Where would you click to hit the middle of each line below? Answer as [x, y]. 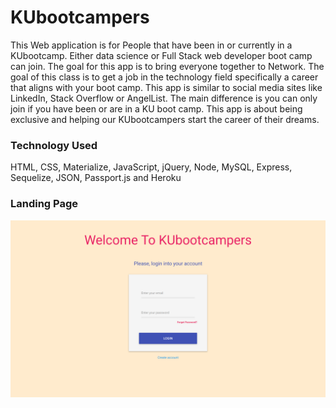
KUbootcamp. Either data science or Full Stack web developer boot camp [161, 55]
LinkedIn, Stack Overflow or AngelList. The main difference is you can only [164, 98]
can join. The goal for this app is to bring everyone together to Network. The [167, 66]
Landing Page [44, 204]
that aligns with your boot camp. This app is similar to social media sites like [166, 87]
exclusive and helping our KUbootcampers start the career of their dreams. [165, 119]
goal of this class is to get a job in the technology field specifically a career [164, 77]
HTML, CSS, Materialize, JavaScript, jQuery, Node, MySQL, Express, [151, 167]
